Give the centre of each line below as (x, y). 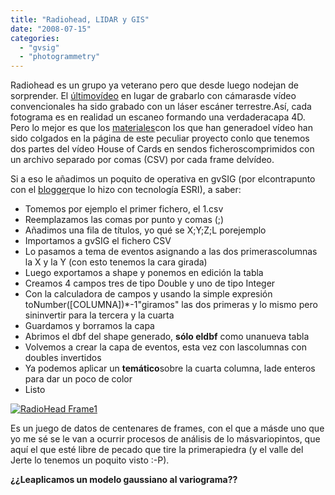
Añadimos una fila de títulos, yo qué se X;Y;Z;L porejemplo (145, 230)
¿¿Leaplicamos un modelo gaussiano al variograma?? (124, 480)
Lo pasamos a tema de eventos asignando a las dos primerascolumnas (171, 252)
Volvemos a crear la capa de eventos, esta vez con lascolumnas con (165, 347)
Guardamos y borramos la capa (89, 326)
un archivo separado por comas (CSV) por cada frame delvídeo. (142, 160)
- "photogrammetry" (60, 57)
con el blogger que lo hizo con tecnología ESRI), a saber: (126, 190)
